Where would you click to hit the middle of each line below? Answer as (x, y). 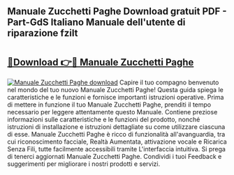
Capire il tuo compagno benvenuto (169, 82)
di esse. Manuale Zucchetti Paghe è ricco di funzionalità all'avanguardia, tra (116, 134)
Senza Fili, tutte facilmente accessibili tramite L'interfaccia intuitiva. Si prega (116, 149)
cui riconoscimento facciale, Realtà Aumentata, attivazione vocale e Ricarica (117, 142)
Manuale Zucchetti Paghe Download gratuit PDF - (117, 12)
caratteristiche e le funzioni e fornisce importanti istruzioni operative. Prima (116, 97)
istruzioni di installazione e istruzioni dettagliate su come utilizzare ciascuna (116, 127)
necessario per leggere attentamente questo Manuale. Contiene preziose (112, 112)
